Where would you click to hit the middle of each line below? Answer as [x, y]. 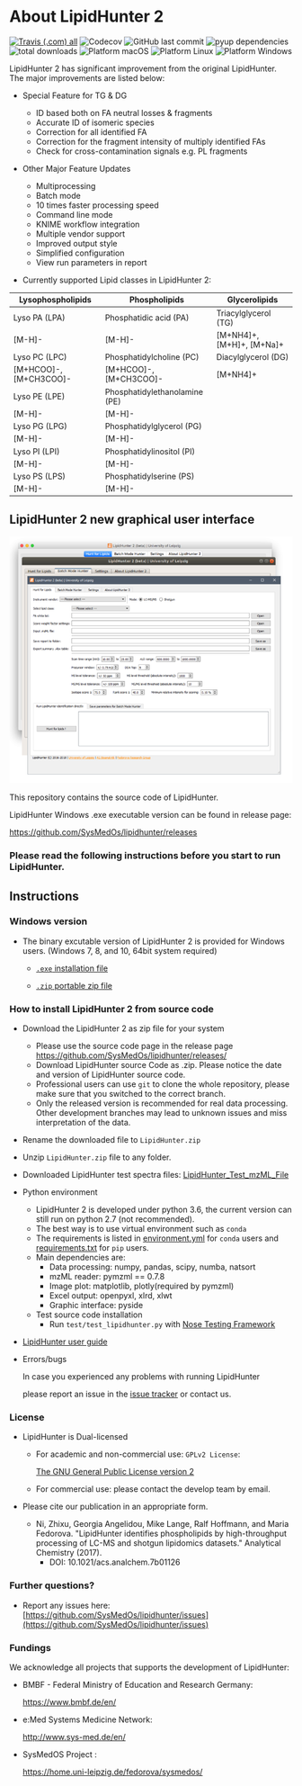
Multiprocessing [66, 185]
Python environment [60, 1192]
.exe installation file [72, 968]
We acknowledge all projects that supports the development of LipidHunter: [149, 1667]
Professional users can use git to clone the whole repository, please [163, 1084]
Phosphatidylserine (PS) [150, 476]
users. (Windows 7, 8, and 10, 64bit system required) [120, 950]
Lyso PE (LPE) [39, 397]
